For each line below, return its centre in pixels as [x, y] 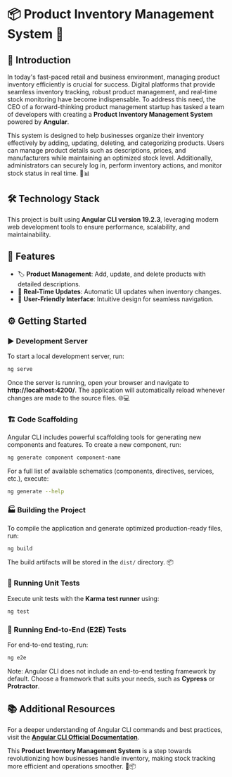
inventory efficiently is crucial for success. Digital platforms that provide [111, 84]
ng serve [20, 369]
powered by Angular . [38, 122]
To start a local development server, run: [66, 356]
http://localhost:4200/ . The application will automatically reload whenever [116, 390]
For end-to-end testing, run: [48, 645]
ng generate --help [36, 492]
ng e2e [17, 657]
